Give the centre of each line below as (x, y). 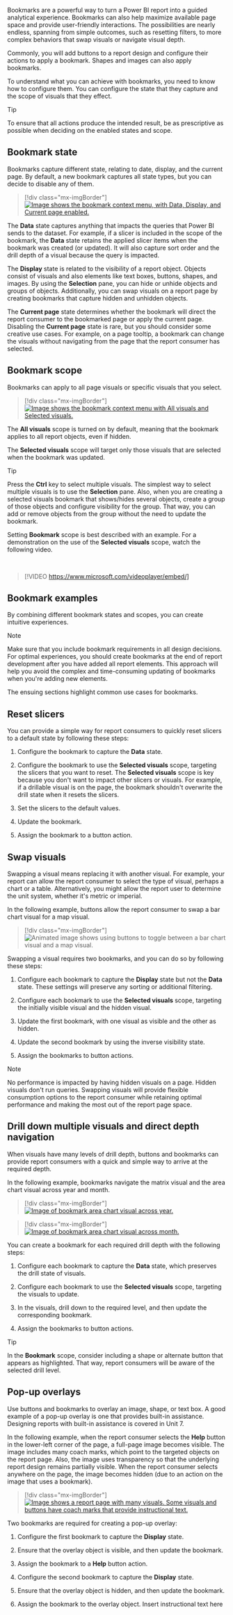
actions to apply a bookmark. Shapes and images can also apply (99, 61)
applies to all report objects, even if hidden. (69, 436)
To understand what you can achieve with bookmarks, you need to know (111, 81)
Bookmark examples (53, 598)
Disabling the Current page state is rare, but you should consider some (109, 326)
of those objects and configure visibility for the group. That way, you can (111, 506)
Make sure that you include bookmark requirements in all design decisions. (115, 649)
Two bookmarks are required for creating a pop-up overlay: (92, 1523)
